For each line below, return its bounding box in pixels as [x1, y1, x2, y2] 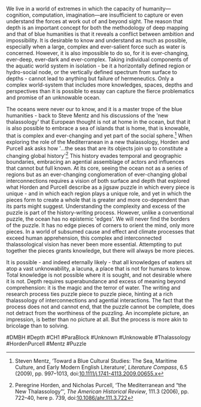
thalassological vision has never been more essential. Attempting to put [6, 241, 182, 248]
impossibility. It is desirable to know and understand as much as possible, [6, 37, 188, 44]
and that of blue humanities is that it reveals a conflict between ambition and [6, 30, 194, 38]
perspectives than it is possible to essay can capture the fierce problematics [6, 88, 194, 94]
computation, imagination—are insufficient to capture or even [32, 11, 184, 19]
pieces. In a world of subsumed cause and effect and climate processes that [6, 228, 195, 235]
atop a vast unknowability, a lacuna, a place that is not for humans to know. [6, 265, 191, 273]
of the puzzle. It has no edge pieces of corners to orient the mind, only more [6, 222, 194, 229]
